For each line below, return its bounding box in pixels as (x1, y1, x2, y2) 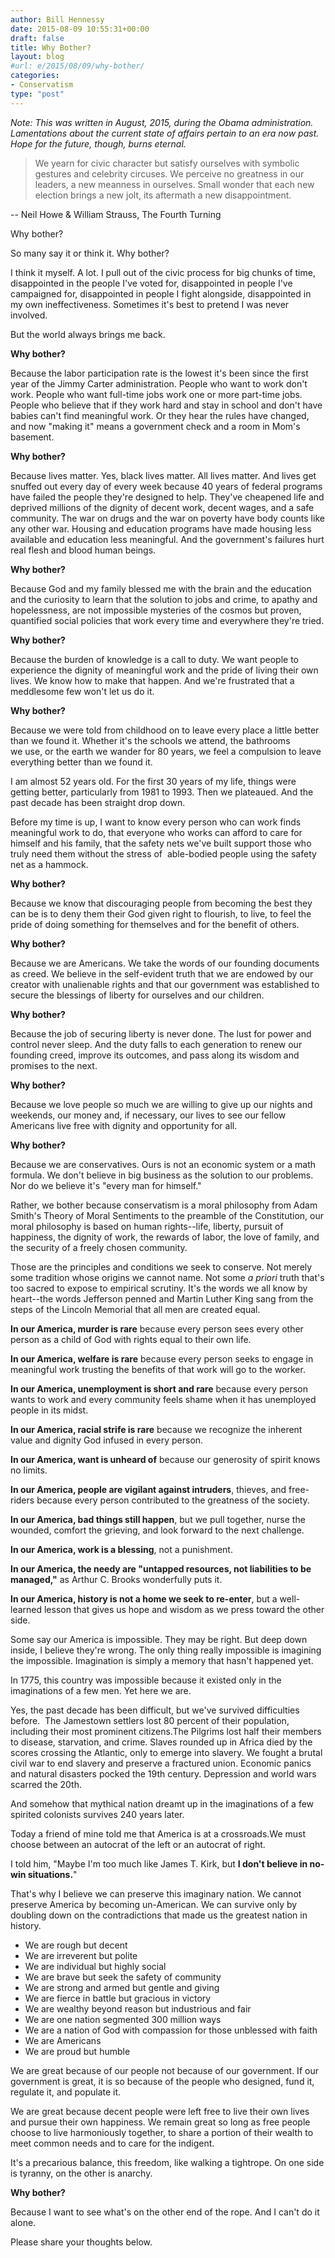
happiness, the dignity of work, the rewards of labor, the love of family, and (10, 1231, 320, 1243)
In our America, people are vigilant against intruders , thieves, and (10, 1483, 287, 1495)
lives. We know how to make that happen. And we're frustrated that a (10, 674, 295, 686)
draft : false (10, 33, 65, 43)
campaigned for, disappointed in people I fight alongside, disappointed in (10, 287, 312, 300)
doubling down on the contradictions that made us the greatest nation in (10, 1909, 308, 1921)
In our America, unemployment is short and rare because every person (10, 1382, 308, 1395)
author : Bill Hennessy (10, 14, 105, 25)
